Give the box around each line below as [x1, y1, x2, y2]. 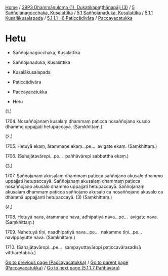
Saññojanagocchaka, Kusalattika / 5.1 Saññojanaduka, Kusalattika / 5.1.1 [5, 10, 153, 16]
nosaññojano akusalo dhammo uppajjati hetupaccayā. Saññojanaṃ [5, 183, 145, 189]
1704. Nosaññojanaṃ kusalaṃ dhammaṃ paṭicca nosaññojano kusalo [5, 118, 150, 124]
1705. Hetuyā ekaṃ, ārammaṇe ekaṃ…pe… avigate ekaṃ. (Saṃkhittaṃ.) [5, 143, 157, 149]
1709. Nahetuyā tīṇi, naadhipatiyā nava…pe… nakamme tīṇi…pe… [5, 229, 143, 235]
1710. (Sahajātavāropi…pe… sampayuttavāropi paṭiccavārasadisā [5, 244, 141, 250]
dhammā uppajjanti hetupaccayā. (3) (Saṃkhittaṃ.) [5, 194, 112, 200]
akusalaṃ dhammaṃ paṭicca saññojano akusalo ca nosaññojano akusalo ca [5, 188, 163, 194]
